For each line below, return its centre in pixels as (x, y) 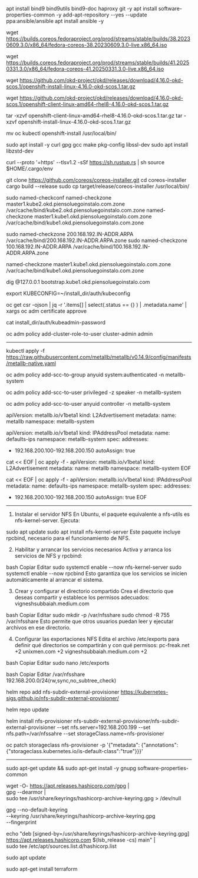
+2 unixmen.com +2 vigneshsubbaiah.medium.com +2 (81, 651)
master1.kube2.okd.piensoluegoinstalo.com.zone (66, 204)
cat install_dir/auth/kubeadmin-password (56, 322)
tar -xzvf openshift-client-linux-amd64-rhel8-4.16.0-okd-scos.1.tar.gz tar (94, 115)
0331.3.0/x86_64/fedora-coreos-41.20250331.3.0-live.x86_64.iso (85, 69)
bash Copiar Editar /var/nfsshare (46, 674)
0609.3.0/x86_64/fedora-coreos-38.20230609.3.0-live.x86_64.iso (87, 45)
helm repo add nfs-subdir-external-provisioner (63, 692)
